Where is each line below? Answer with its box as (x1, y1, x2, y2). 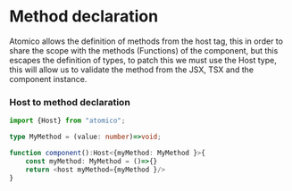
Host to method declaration (9, 95, 131, 108)
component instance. (9, 73, 88, 84)
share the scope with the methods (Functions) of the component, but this (9, 45, 279, 55)
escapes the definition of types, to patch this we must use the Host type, (9, 54, 277, 65)
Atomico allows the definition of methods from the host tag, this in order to (9, 36, 284, 46)
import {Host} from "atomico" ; (9, 116, 126, 126)
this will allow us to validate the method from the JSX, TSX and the (9, 64, 254, 75)
